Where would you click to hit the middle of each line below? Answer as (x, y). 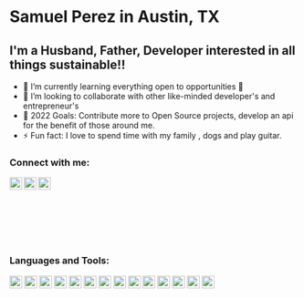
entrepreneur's (51, 106)
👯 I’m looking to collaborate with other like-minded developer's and (149, 96)
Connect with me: (50, 162)
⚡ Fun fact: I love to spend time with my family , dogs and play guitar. (152, 135)
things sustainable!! (68, 64)
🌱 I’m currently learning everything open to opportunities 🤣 (133, 87)
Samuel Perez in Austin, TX (115, 17)
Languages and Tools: (59, 261)
